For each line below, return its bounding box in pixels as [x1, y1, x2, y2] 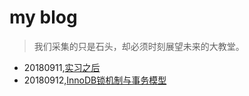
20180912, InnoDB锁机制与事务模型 [23, 74, 167, 86]
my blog [9, 6, 78, 29]
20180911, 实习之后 [23, 61, 101, 73]
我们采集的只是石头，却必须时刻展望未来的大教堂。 [33, 40, 245, 52]
